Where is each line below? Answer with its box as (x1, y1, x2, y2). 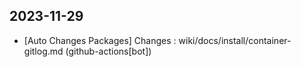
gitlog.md (23, 45, 64, 57)
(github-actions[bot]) (65, 45, 152, 57)
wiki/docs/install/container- (178, 34, 292, 46)
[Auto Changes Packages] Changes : (23, 34, 177, 46)
